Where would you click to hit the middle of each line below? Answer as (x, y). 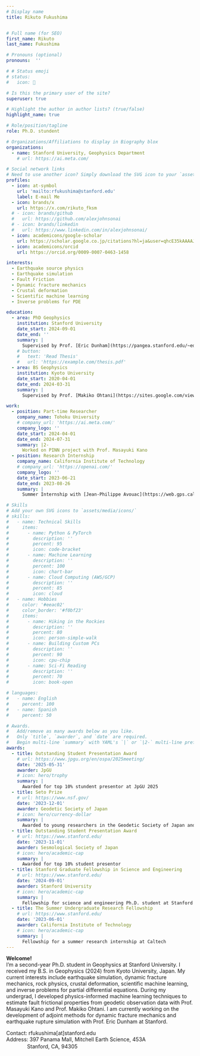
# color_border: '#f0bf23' (45, 610)
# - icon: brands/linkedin (45, 225)
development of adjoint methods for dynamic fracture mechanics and (91, 1016)
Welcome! (19, 958)
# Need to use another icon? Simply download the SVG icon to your (92, 175)
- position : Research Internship (53, 456)
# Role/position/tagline (37, 126)
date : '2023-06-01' (41, 920)
